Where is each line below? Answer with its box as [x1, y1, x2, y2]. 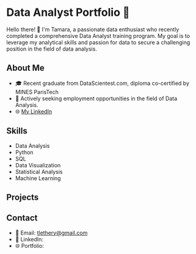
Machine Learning [15, 174, 61, 182]
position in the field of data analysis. [6, 45, 98, 53]
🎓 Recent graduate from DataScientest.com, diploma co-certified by [15, 79, 190, 87]
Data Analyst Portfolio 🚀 [6, 5, 130, 20]
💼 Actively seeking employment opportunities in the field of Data [15, 95, 178, 102]
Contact [6, 213, 38, 223]
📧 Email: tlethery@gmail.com [15, 229, 88, 236]
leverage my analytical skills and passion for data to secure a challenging [6, 38, 191, 46]
